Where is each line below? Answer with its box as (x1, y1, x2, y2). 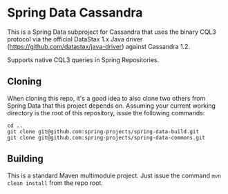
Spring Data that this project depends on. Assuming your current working (7, 101, 216, 110)
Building (7, 153, 44, 165)
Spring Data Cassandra (7, 5, 143, 21)
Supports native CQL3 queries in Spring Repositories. (7, 55, 160, 64)
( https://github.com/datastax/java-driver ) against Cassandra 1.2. (7, 42, 191, 50)
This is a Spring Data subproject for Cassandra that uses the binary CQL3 (7, 28, 216, 36)
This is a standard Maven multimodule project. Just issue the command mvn (7, 171, 221, 180)
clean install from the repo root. (7, 178, 104, 187)
